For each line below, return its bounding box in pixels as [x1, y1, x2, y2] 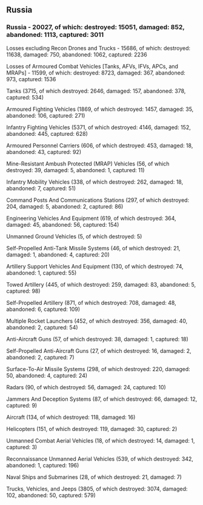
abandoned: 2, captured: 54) [6, 324, 78, 331]
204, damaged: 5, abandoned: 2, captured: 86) [6, 202, 124, 210]
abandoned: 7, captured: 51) [6, 184, 76, 192]
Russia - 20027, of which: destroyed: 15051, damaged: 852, [6, 23, 185, 32]
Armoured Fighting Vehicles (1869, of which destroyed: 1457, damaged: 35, [6, 105, 194, 113]
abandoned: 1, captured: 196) [6, 461, 79, 469]
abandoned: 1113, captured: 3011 [6, 30, 104, 39]
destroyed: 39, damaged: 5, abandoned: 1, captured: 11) [6, 166, 145, 173]
